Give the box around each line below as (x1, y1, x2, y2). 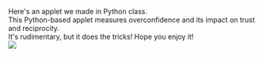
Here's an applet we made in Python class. (8, 7, 148, 16)
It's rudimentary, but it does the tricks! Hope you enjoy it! (8, 32, 194, 41)
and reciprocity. (8, 24, 59, 32)
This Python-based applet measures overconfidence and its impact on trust (8, 15, 255, 25)
